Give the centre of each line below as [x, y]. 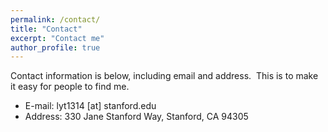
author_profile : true [55, 47]
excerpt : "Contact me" [57, 38]
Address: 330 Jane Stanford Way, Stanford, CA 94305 [136, 117]
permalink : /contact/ [55, 19]
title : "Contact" [46, 29]
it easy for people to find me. [70, 87]
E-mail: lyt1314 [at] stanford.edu [90, 106]
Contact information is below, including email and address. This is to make [164, 76]
